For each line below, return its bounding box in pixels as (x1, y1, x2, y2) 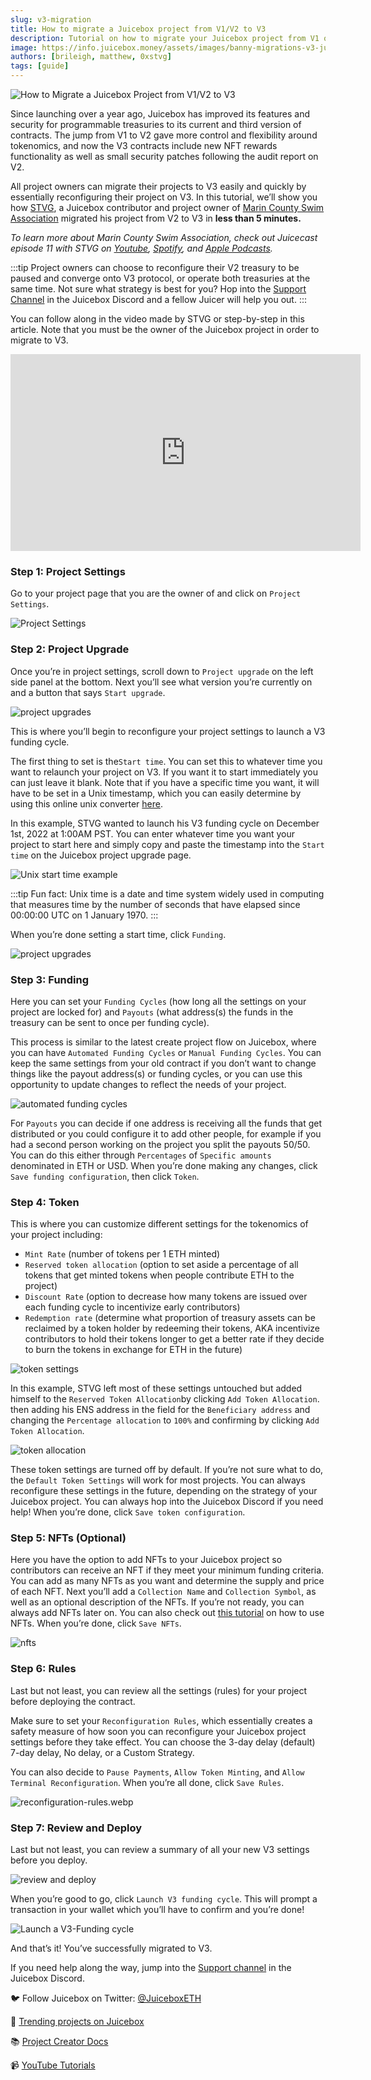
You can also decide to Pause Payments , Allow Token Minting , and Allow (10, 1766, 305, 1778)
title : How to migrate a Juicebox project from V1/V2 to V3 (10, 24, 267, 34)
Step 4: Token (10, 1195, 80, 1209)
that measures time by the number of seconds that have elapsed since (10, 898, 301, 910)
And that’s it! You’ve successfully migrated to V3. (10, 1942, 213, 1955)
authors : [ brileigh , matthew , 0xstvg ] (10, 52, 172, 62)
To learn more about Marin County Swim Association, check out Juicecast (10, 232, 318, 243)
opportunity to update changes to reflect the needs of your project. (10, 1078, 287, 1090)
